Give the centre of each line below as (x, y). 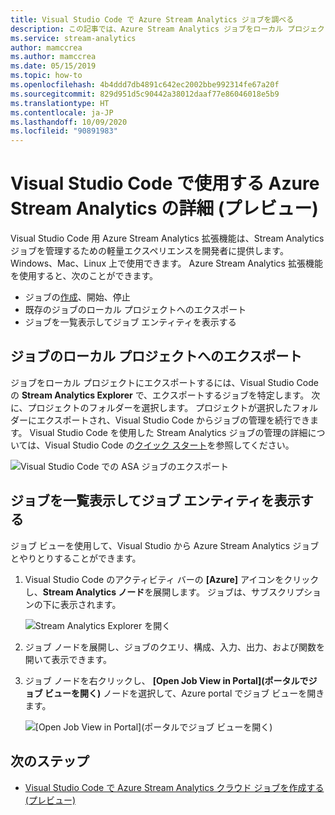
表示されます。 (90, 604)
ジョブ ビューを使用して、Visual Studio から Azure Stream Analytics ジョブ (165, 545)
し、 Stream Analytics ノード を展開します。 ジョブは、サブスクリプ (164, 592)
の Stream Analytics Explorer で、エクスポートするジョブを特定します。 (160, 395)
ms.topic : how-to (46, 76)
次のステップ (50, 761)
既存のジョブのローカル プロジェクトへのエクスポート (135, 310)
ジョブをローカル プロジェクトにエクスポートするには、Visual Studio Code (164, 382)
